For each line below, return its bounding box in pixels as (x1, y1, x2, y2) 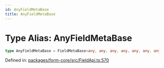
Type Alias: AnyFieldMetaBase (5, 33, 133, 44)
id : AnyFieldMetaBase (5, 7, 49, 12)
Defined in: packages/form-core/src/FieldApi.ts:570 (5, 57, 109, 63)
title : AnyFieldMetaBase (5, 12, 56, 17)
